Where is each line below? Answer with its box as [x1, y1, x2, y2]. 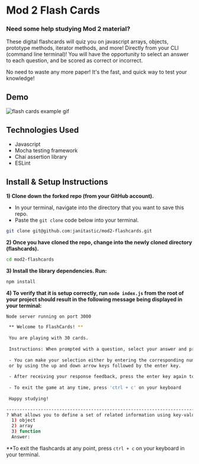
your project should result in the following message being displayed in [6, 296, 182, 303]
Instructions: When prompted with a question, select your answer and [8, 346, 187, 352]
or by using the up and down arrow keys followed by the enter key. [8, 363, 182, 369]
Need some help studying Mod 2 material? [6, 25, 130, 33]
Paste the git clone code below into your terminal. [14, 216, 139, 223]
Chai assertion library [14, 153, 68, 161]
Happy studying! [8, 395, 49, 402]
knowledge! [6, 75, 35, 82]
